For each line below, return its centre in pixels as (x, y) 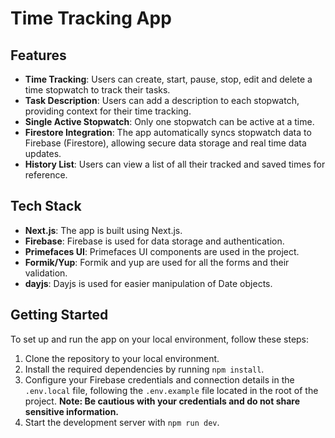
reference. (46, 175)
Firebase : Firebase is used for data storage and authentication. (154, 241)
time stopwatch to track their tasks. (97, 90)
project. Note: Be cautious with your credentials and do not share (162, 401)
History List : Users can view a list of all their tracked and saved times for (175, 164)
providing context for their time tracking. (108, 111)
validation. (46, 273)
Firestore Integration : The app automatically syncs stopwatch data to (168, 132)
